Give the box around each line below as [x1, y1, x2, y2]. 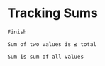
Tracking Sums [7, 5, 98, 21]
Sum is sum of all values [7, 53, 84, 60]
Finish [7, 28, 27, 35]
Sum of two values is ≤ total [7, 40, 97, 48]
